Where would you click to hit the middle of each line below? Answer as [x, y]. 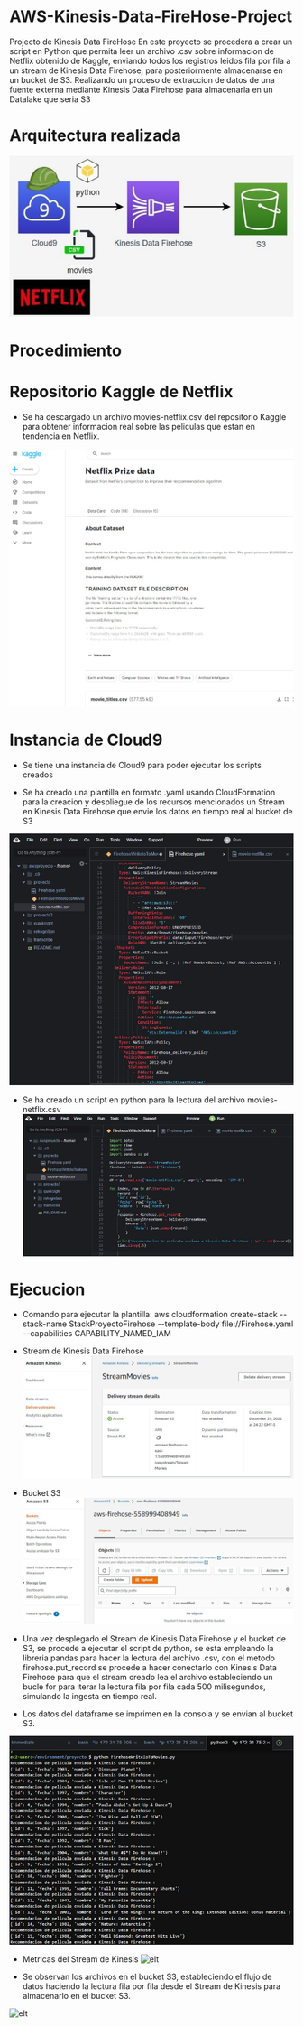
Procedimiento [65, 350]
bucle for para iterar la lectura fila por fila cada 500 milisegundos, [144, 1687]
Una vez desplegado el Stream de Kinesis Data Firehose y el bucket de [154, 1638]
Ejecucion [47, 1289]
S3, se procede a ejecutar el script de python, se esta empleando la [148, 1648]
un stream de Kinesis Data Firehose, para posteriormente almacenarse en [146, 70]
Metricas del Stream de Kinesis [80, 1959]
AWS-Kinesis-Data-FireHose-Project [151, 17]
